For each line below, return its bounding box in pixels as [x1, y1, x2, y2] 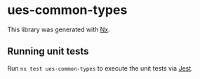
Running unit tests [7, 45, 89, 57]
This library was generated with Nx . [7, 25, 110, 34]
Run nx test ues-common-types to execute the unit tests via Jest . [7, 64, 193, 72]
